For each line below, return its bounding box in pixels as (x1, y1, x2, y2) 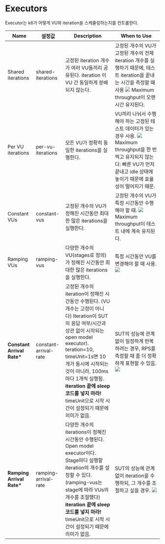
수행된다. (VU (80, 298, 110, 305)
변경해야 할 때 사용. (114, 260, 157, 267)
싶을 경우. (130, 487, 151, 494)
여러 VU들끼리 (71, 64, 102, 71)
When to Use (120, 32, 152, 39)
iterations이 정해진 (65, 429, 107, 435)
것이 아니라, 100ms (65, 368, 109, 374)
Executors (5, 3, 48, 14)
